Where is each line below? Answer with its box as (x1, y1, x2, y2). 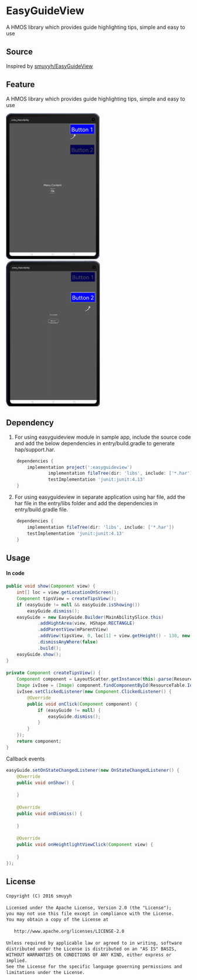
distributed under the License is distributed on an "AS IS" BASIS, (6, 946, 177, 952)
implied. (6, 958, 28, 964)
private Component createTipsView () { (6, 670, 101, 676)
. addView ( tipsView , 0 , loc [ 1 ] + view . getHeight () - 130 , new (37, 633, 191, 639)
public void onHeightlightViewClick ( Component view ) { (16, 842, 154, 848)
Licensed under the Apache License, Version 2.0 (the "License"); (6, 905, 172, 911)
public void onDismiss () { (16, 811, 83, 816)
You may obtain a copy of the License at (6, 916, 109, 922)
